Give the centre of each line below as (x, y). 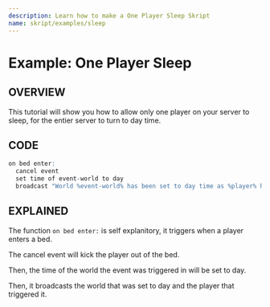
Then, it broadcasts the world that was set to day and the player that (121, 285)
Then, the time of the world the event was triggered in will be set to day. (127, 270)
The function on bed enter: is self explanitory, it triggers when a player (126, 230)
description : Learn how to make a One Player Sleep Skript (109, 16)
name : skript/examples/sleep (57, 23)
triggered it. (28, 294)
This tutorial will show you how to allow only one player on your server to (129, 111)
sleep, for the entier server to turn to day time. (85, 120)
